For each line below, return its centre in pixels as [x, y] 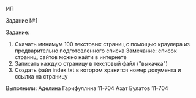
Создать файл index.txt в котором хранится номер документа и [98, 70]
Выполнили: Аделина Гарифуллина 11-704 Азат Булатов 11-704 [87, 88]
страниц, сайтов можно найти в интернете [70, 57]
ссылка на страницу [41, 76]
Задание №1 [22, 20]
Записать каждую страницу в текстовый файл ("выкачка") [91, 64]
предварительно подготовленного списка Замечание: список [96, 51]
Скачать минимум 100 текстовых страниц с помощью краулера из [102, 44]
